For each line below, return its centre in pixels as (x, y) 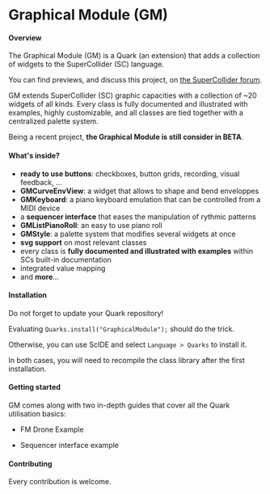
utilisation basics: (37, 414)
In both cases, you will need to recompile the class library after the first (127, 360)
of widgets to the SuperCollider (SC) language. (86, 64)
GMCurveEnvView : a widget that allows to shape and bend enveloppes (139, 191)
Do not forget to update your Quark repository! (86, 313)
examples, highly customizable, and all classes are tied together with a (126, 113)
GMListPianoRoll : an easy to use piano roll (91, 225)
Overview (25, 37)
